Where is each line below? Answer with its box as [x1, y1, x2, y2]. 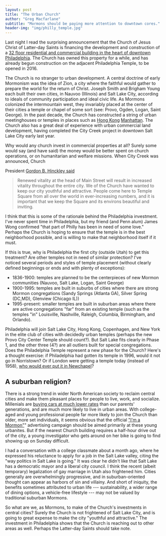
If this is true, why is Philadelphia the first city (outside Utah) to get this [5, 249, 149, 255]
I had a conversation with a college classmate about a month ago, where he [5, 447, 159, 453]
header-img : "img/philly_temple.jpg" [5, 26, 83, 31]
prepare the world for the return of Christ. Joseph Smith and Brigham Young [5, 86, 160, 92]
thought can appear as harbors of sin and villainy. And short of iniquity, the [5, 479, 158, 485]
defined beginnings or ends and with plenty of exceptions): [5, 265, 125, 271]
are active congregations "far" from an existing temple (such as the [12, 306, 150, 312]
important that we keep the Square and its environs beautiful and [17, 198, 150, 204]
